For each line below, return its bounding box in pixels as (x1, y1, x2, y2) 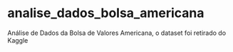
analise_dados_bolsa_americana (7, 5, 204, 21)
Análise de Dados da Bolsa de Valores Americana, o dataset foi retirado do (7, 28, 227, 37)
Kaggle (7, 36, 29, 44)
